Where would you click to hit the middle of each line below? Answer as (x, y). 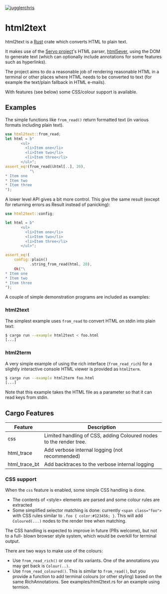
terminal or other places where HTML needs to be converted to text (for (79, 77)
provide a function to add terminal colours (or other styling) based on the (87, 577)
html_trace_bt (24, 464)
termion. (21, 587)
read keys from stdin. (27, 397)
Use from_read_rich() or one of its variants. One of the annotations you (85, 561)
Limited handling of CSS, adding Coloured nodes (101, 436)
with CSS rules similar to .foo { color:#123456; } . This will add (78, 516)
